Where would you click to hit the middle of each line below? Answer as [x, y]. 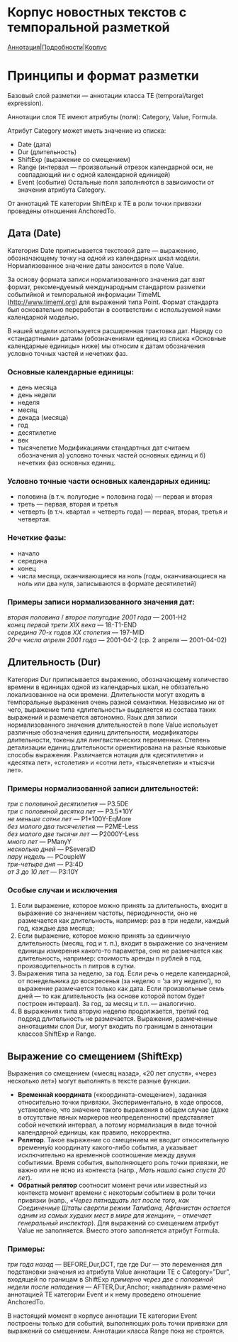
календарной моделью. [43, 317]
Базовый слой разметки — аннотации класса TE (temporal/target [106, 95]
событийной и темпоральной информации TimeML [84, 294]
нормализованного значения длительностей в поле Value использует [113, 725]
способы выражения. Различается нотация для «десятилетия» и [106, 754]
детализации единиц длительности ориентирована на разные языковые [117, 747]
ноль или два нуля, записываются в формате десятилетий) [107, 583]
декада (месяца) [43, 417]
